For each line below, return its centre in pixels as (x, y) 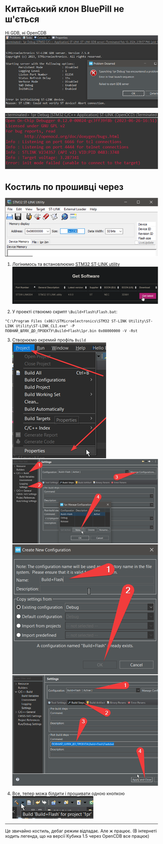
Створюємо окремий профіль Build (49, 340)
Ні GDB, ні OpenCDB (26, 33)
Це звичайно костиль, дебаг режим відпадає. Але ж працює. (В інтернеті (81, 831)
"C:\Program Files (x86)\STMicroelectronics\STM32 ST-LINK (66, 321)
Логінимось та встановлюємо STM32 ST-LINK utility (66, 264)
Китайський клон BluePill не (65, 9)
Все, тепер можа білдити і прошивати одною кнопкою (68, 794)
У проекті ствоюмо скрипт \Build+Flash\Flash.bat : (65, 312)
